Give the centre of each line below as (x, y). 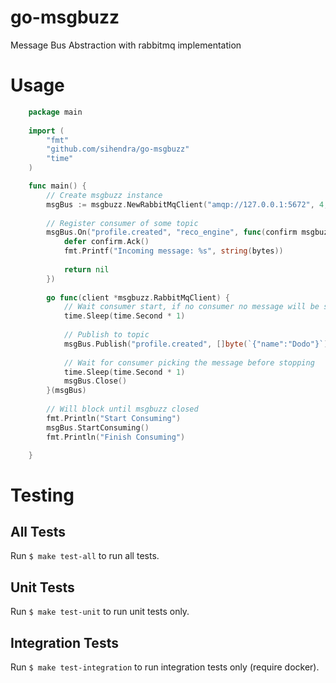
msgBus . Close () (95, 381)
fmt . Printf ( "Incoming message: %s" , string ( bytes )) (173, 251)
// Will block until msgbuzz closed (122, 409)
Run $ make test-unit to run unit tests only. (100, 612)
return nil (86, 269)
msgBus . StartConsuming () (98, 427)
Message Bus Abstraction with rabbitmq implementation (126, 45)
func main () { (57, 186)
